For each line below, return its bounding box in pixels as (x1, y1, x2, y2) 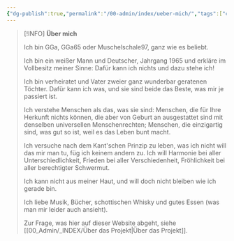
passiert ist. (23, 92, 58, 100)
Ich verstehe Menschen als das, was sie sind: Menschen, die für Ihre (23, 105, 221, 114)
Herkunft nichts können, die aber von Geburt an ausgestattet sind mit (23, 113, 224, 121)
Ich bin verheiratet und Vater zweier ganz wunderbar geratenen (23, 77, 207, 86)
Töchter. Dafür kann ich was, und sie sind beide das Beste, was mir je (23, 84, 224, 93)
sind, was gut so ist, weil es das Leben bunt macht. (23, 127, 171, 136)
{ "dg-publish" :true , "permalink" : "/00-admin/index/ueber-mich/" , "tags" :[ (6, 10, 223, 17)
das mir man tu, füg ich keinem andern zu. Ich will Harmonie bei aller (23, 148, 221, 157)
